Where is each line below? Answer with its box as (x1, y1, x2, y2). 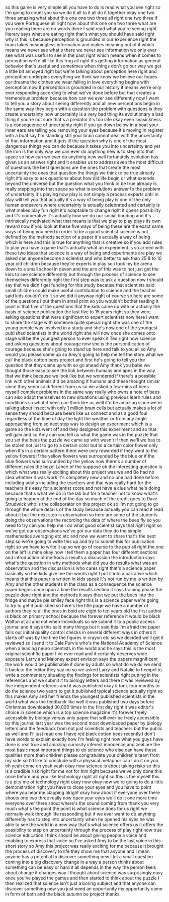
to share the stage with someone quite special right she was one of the (5, 319, 152, 325)
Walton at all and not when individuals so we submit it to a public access (5, 618, 155, 624)
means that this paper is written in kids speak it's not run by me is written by (5, 576, 163, 582)
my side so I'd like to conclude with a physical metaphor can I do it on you (5, 758, 158, 763)
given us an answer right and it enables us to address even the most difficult (5, 159, 163, 165)
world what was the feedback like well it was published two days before (5, 699, 154, 704)
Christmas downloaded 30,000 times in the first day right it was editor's (5, 704, 154, 710)
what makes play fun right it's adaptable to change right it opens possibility (5, 207, 161, 213)
